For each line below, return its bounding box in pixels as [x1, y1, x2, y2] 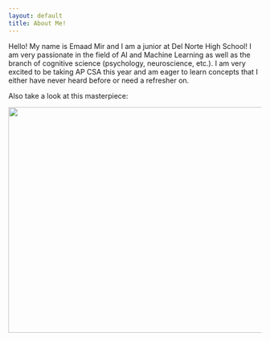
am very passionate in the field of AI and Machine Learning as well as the [8, 50, 251, 59]
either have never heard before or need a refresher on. [8, 75, 190, 85]
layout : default [8, 11, 63, 20]
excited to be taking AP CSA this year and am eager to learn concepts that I [8, 67, 259, 76]
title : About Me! [8, 19, 67, 27]
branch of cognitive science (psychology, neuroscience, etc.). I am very [8, 58, 247, 68]
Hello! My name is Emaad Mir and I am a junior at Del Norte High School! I [8, 41, 252, 51]
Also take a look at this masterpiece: [8, 91, 129, 100]
